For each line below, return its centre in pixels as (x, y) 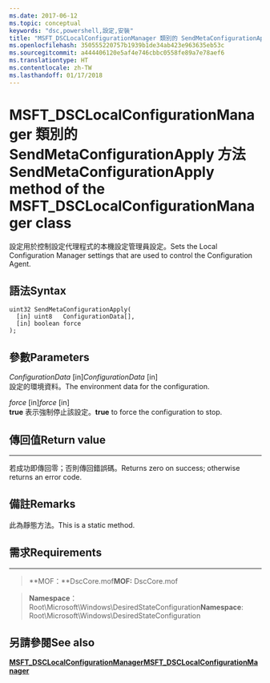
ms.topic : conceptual (45, 23)
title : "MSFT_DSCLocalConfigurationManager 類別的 (94, 38)
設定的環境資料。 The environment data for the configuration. (109, 387)
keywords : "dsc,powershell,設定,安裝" (72, 30)
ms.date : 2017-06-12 (44, 16)
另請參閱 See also (52, 643)
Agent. (20, 263)
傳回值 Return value (58, 440)
